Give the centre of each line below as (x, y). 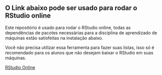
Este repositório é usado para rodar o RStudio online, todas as (68, 27)
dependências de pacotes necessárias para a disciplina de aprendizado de (81, 33)
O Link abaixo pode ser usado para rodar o (71, 8)
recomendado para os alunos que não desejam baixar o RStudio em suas (79, 52)
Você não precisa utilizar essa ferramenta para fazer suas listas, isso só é (80, 47)
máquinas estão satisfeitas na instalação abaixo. (54, 38)
